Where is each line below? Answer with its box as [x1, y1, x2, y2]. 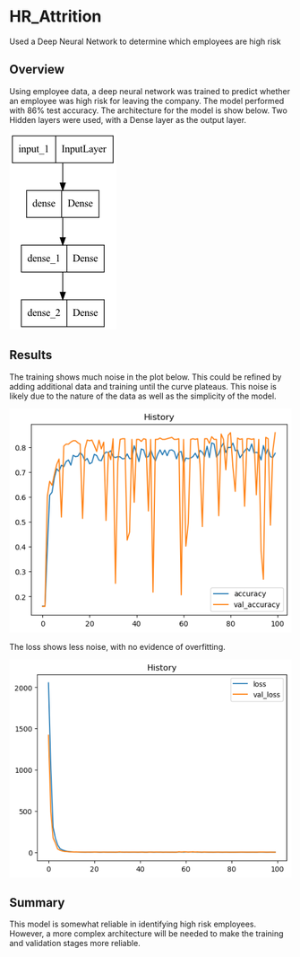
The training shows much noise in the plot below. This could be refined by [9, 371, 282, 382]
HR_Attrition [9, 6, 102, 27]
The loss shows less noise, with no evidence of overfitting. [9, 641, 226, 652]
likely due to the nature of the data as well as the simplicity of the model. [9, 391, 277, 401]
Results [9, 347, 53, 363]
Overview [9, 62, 65, 77]
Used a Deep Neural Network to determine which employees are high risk [9, 36, 281, 47]
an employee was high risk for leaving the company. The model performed [9, 95, 285, 106]
